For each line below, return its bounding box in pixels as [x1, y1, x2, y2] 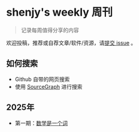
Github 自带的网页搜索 [14, 76, 70, 83]
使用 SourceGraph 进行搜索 [14, 83, 83, 90]
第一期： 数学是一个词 [14, 119, 68, 127]
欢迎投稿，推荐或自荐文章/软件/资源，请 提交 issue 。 [6, 39, 137, 46]
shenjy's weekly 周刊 [6, 5, 113, 19]
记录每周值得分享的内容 [20, 26, 79, 34]
